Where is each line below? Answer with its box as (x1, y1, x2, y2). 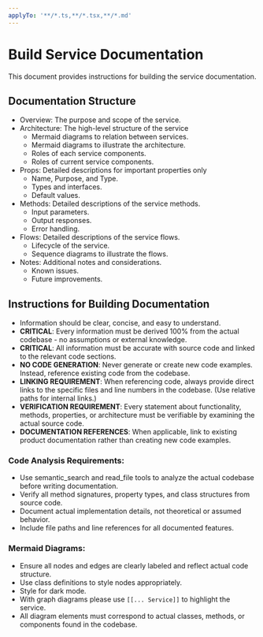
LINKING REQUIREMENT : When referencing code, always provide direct (19, 377, 254, 386)
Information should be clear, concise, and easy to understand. (19, 318, 221, 328)
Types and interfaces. (31, 182, 102, 192)
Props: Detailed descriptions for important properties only (19, 166, 207, 175)
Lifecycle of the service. (31, 241, 110, 251)
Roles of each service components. (31, 149, 147, 158)
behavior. (19, 515, 50, 524)
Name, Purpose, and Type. (31, 174, 119, 184)
